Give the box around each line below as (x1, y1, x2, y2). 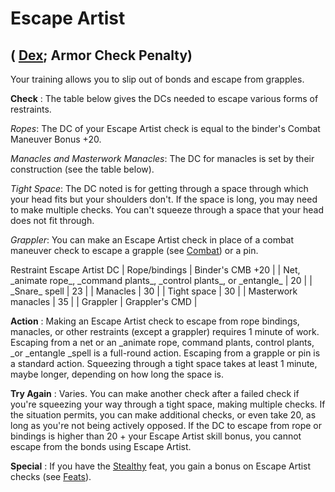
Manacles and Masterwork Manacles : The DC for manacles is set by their (10, 153, 315, 164)
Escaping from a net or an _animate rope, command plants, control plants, (10, 337, 315, 348)
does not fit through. (10, 215, 95, 226)
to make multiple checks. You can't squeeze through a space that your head (10, 204, 324, 216)
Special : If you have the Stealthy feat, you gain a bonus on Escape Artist (10, 460, 312, 472)
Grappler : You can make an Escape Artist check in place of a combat (10, 234, 295, 246)
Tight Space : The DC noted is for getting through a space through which (10, 183, 309, 194)
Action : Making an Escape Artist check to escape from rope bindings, (10, 315, 300, 327)
